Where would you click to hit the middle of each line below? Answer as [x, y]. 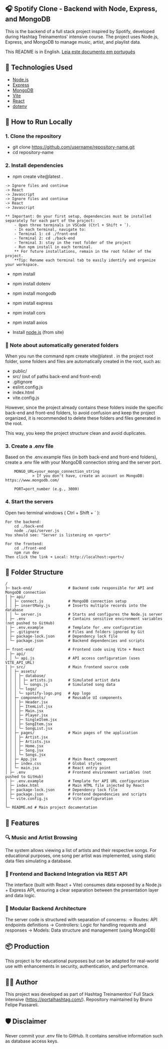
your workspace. [22, 265]
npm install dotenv [32, 283]
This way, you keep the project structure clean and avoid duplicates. [76, 433]
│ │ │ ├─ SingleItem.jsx [31, 720]
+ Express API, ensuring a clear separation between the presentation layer [82, 890]
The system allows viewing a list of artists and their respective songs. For [81, 850]
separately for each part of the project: [50, 221]
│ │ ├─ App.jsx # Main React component [61, 759]
